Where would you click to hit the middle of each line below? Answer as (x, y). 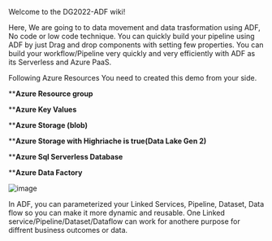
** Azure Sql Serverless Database (66, 157)
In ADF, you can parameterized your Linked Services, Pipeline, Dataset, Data (136, 204)
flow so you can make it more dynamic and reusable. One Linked (117, 213)
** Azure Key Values (43, 110)
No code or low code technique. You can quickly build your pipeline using (132, 36)
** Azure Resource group (51, 94)
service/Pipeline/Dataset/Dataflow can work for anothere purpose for (125, 221)
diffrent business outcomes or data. (68, 230)
